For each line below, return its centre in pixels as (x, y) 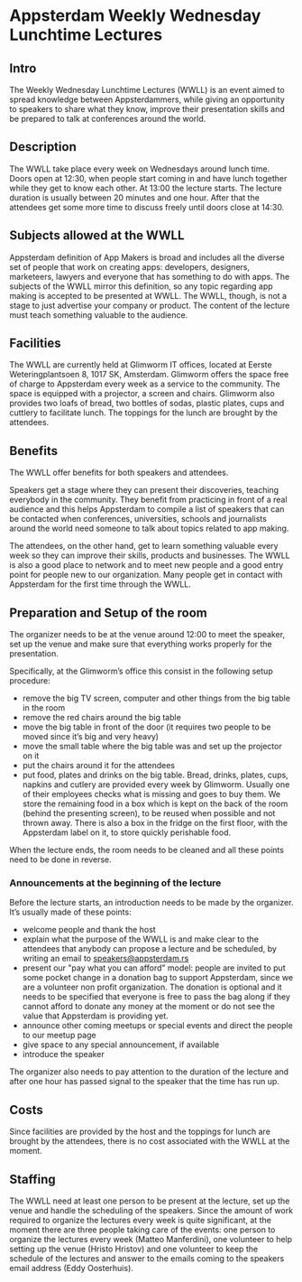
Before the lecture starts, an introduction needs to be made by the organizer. (151, 903)
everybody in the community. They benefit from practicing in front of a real (148, 500)
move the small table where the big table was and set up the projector (152, 747)
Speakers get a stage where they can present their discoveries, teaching (144, 490)
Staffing (32, 1179)
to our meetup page (59, 1036)
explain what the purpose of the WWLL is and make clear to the (141, 939)
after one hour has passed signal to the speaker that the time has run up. (144, 1082)
